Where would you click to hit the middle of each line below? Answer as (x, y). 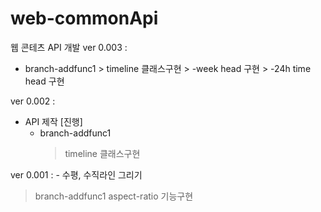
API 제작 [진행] (53, 121)
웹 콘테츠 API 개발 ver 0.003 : (69, 47)
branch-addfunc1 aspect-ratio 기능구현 (114, 196)
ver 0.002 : (33, 101)
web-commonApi (84, 18)
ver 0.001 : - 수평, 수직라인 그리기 (76, 174)
